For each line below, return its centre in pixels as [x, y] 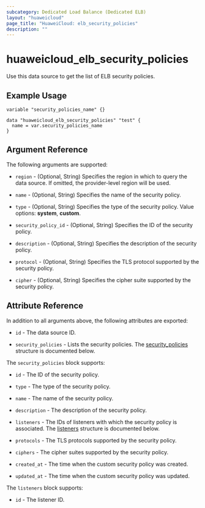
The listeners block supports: [45, 488]
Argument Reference [47, 150]
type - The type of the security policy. [63, 386]
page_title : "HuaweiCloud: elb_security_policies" [72, 23]
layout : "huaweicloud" [35, 18]
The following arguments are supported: [57, 164]
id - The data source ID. [46, 332]
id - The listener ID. [40, 499]
